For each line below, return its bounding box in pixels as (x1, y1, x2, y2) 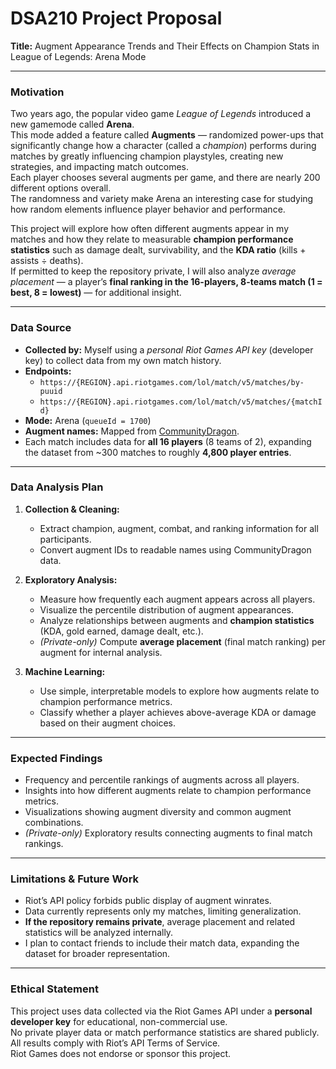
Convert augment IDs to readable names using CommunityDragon (39, 543, 312, 556)
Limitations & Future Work (10, 872, 140, 886)
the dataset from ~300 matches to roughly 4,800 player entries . (24, 446, 292, 458)
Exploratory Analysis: (24, 573, 118, 586)
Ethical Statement (10, 982, 99, 996)
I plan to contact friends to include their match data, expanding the (24, 937, 300, 949)
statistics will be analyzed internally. (24, 927, 174, 939)
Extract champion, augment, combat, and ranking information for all (39, 522, 319, 534)
